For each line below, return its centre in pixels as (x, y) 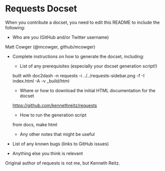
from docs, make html (35, 124)
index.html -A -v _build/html (41, 81)
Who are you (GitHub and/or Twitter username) (61, 37)
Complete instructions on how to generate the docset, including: (78, 56)
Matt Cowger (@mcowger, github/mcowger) (50, 47)
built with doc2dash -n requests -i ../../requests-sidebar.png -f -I (79, 75)
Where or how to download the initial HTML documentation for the (87, 90)
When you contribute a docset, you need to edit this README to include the (82, 22)
